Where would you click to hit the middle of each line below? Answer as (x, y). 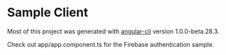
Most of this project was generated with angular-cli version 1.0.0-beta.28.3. (113, 31)
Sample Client (48, 13)
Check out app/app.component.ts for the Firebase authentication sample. (111, 44)
